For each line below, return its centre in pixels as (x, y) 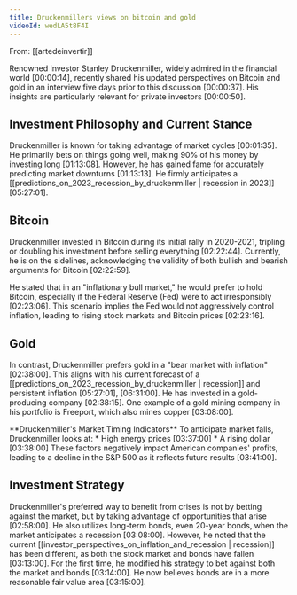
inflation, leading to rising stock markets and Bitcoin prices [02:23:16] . (137, 316)
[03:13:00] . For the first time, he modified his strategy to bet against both (142, 563)
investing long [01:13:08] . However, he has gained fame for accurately (137, 164)
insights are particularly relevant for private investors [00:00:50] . (128, 96)
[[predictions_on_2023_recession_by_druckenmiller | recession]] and (135, 383)
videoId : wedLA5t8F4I (49, 26)
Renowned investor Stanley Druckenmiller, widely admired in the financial (143, 68)
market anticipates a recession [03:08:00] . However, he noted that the (137, 535)
